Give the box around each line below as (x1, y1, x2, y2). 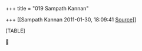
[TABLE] (5, 27, 26, 34)
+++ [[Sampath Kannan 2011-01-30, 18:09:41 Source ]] (5, 16, 137, 23)
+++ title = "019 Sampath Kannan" (5, 5, 89, 12)
